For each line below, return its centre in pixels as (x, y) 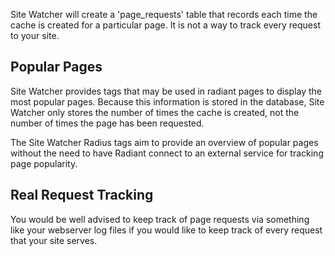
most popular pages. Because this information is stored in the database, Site (167, 101)
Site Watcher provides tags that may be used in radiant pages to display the (166, 91)
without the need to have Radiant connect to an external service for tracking (167, 153)
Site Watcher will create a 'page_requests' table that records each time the (164, 14)
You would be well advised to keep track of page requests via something (160, 219)
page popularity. (44, 163)
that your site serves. (54, 240)
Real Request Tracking (82, 195)
